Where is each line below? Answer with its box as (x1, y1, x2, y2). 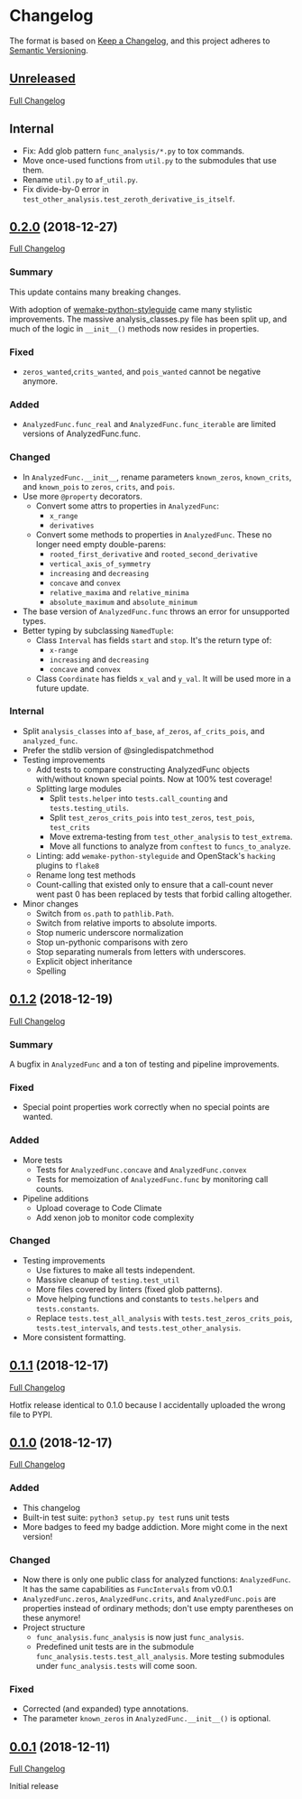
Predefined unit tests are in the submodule (35, 1641, 195, 1653)
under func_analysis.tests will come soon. (35, 1661, 197, 1672)
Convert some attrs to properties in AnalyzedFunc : (35, 500, 219, 511)
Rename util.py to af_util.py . (22, 173, 138, 185)
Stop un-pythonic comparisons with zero (35, 937, 188, 947)
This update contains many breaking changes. (9, 286, 182, 297)
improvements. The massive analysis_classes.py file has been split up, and (9, 313, 288, 324)
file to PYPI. (9, 1409, 53, 1420)
